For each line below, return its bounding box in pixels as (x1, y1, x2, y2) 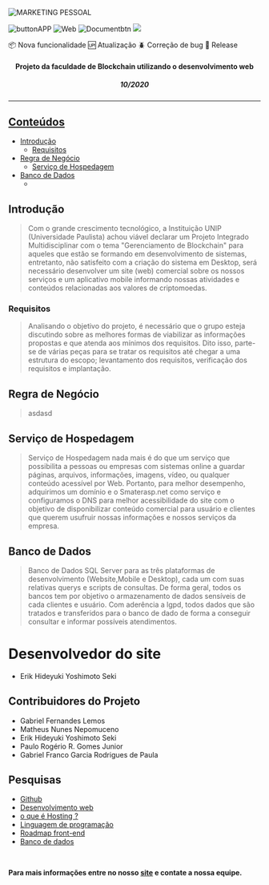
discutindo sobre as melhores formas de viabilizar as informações (27, 329, 246, 340)
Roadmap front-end (19, 828, 86, 838)
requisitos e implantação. (27, 364, 111, 374)
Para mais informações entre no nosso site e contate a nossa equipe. (8, 868, 243, 878)
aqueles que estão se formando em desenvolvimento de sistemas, (27, 249, 247, 259)
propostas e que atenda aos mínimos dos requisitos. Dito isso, (27, 338, 234, 348)
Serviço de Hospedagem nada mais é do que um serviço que (27, 453, 231, 463)
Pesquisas (8, 774, 62, 787)
